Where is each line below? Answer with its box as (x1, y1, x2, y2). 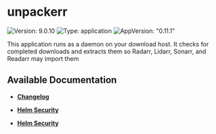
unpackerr (7, 4, 68, 20)
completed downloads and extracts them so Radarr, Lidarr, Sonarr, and (7, 47, 206, 55)
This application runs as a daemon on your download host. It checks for (7, 40, 209, 48)
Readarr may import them (7, 54, 79, 62)
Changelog (16, 92, 50, 100)
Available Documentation (7, 75, 118, 86)
